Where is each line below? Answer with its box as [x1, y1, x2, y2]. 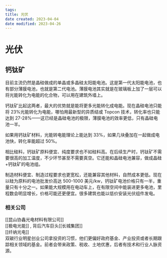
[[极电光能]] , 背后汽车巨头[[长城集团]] [5, 223, 83, 229]
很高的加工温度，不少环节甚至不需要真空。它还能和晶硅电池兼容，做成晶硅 [9, 155, 162, 161]
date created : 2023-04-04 [5, 16, 59, 21]
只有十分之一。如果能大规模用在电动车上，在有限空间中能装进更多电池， [9, 184, 158, 190]
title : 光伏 [5, 12, 28, 17]
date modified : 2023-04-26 [5, 21, 61, 26]
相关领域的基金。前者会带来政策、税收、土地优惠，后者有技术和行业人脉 [9, 241, 158, 247]
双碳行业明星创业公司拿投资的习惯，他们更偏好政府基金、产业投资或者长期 [5, 235, 158, 241]
